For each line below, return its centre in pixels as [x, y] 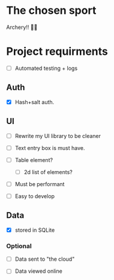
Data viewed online [39, 271]
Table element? [34, 160]
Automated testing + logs [46, 68]
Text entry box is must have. [50, 148]
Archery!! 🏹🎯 [22, 27]
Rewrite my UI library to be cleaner [58, 135]
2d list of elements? [48, 172]
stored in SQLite [35, 230]
